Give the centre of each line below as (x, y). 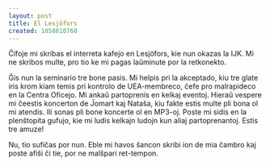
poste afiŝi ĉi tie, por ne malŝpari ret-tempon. (84, 153)
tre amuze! (26, 129)
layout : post (30, 16)
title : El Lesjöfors (43, 23)
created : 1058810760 (43, 31)
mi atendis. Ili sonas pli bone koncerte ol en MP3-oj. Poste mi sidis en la (128, 112)
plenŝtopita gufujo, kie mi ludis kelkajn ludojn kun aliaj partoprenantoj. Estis (133, 121)
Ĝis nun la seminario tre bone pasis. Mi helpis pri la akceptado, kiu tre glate (133, 78)
